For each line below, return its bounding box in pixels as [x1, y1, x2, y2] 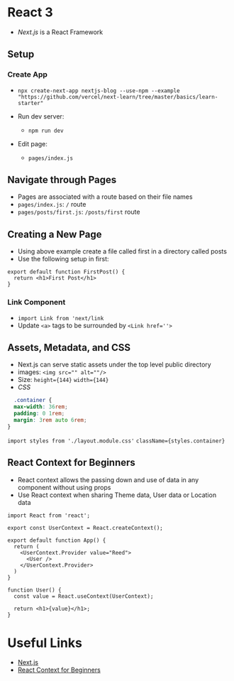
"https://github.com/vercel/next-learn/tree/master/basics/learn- [17, 93, 218, 100]
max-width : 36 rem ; [13, 403, 69, 410]
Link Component [7, 298, 66, 307]
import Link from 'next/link [17, 315, 104, 322]
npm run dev [28, 127, 64, 134]
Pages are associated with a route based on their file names [17, 192, 193, 201]
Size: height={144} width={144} [17, 376, 109, 384]
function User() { [7, 587, 62, 594]
